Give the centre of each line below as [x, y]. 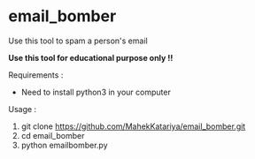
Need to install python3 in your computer [96, 92]
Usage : [23, 109]
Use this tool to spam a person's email [78, 41]
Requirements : [36, 75]
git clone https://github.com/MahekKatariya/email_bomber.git [133, 126]
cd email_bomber [53, 135]
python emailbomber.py [64, 145]
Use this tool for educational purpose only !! [91, 57]
